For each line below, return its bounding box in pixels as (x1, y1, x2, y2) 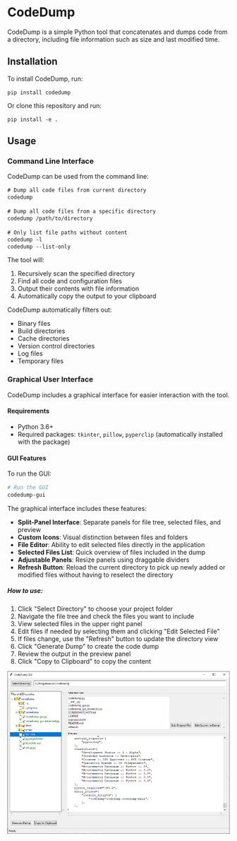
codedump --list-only (7, 243, 71, 251)
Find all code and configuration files (17, 277, 122, 286)
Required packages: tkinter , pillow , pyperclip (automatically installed (17, 430, 224, 438)
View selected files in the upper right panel (17, 619, 142, 628)
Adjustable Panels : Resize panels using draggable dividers (17, 555, 190, 564)
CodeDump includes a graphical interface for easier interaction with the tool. (7, 390, 230, 399)
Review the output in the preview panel (17, 649, 131, 658)
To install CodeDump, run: (7, 74, 83, 83)
